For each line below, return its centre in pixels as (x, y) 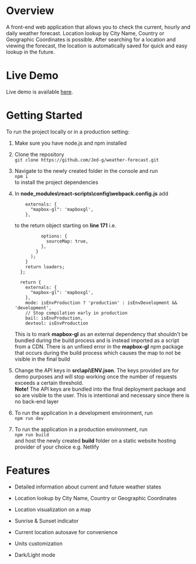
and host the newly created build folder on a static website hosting (95, 440)
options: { (54, 236)
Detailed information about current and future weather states (88, 487)
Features (28, 470)
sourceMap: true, (67, 241)
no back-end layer (37, 401)
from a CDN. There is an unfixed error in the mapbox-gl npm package (99, 346)
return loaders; (45, 267)
